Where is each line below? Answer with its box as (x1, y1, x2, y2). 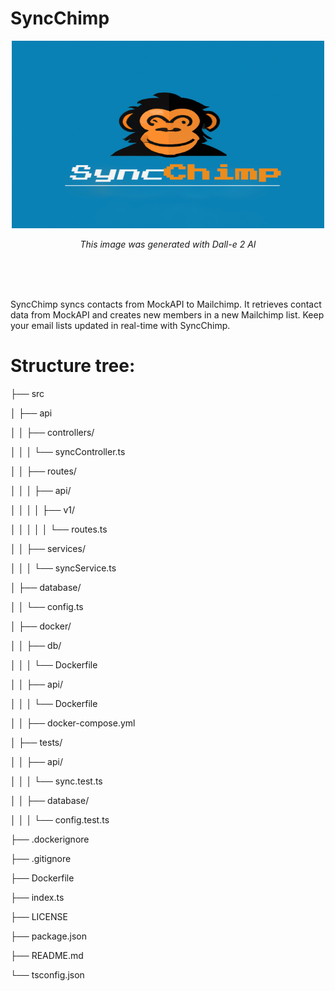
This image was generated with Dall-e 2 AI (79, 238, 257, 250)
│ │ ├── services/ (10, 542, 86, 554)
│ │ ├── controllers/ (10, 426, 95, 438)
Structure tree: (10, 355, 136, 377)
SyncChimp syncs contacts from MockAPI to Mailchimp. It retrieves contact (10, 298, 322, 310)
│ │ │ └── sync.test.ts (10, 775, 103, 787)
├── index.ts (10, 891, 65, 903)
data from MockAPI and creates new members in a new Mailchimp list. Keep (10, 308, 325, 321)
